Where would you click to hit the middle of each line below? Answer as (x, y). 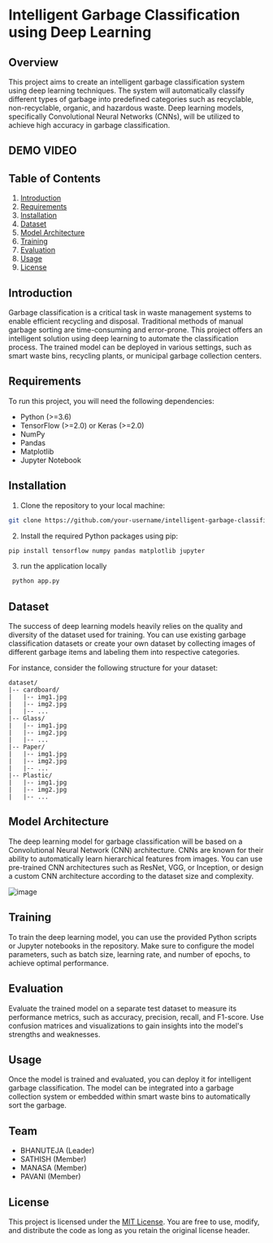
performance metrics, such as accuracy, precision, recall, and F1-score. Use (136, 1017)
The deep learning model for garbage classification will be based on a (126, 841)
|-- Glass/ (27, 718)
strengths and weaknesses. (54, 1034)
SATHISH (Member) (53, 1159)
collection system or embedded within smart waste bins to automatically (130, 1096)
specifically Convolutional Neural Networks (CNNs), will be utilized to (124, 116)
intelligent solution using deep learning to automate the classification (123, 339)
